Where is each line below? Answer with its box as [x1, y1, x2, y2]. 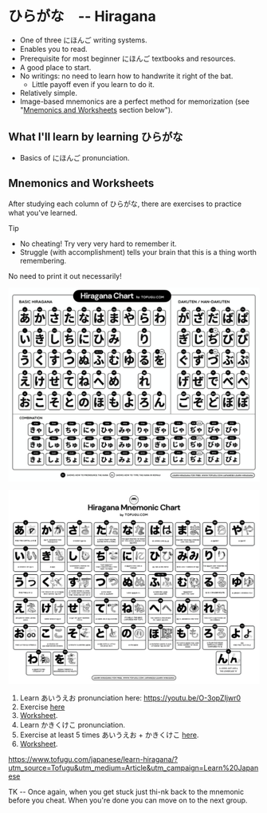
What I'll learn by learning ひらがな [8, 130, 183, 144]
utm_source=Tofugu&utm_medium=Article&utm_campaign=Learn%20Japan [8, 763, 259, 773]
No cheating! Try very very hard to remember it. [19, 239, 177, 248]
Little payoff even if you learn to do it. [31, 79, 155, 89]
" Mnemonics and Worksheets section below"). [19, 105, 173, 114]
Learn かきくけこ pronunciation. [19, 720, 126, 730]
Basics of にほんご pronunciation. [19, 153, 130, 162]
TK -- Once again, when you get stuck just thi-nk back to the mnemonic [8, 787, 245, 797]
